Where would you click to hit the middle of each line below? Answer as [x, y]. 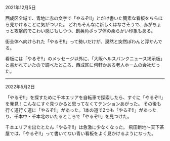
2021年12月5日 [21, 7]
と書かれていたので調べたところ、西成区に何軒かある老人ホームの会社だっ [83, 65]
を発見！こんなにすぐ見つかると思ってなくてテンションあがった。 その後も [83, 104]
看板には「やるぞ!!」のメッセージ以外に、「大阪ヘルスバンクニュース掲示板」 [84, 59]
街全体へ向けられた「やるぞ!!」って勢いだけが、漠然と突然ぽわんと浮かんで [84, 41]
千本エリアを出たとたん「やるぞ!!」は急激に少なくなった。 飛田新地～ [78, 127]
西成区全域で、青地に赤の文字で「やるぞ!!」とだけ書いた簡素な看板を [77, 18]
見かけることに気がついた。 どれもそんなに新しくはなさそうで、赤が [81, 25]
